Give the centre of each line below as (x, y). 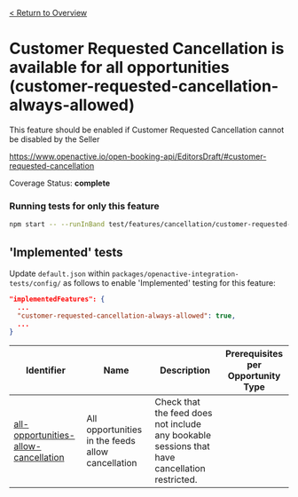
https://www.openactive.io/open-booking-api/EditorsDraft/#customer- (138, 156)
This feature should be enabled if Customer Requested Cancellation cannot (147, 130)
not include (178, 424)
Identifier (46, 370)
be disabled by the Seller (55, 139)
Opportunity (254, 376)
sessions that (182, 446)
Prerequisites (254, 354)
